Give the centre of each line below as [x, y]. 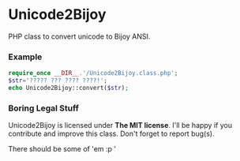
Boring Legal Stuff [43, 108]
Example [25, 57]
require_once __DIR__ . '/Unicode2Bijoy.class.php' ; [93, 73]
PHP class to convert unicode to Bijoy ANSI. [79, 36]
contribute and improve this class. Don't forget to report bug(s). [111, 134]
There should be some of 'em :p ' [62, 149]
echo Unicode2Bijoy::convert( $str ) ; [68, 88]
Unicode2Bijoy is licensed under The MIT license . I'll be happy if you [120, 125]
